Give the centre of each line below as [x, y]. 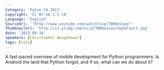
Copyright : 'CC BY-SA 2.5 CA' [37, 14]
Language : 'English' [27, 19]
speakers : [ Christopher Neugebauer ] [43, 38]
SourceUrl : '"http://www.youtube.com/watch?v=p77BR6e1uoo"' [69, 24]
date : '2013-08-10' [26, 33]
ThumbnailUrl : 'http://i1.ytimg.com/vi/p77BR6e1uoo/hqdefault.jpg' [77, 28]
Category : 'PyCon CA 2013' [33, 10]
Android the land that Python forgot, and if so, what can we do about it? [79, 62]
